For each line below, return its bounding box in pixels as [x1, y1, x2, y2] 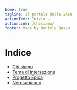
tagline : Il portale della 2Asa [5, 12, 72, 17]
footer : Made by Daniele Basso [5, 26, 70, 31]
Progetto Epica [12, 74, 43, 80]
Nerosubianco [12, 80, 42, 86]
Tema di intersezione [12, 69, 56, 75]
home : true [5, 7, 28, 12]
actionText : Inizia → [5, 16, 50, 21]
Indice [5, 47, 31, 59]
